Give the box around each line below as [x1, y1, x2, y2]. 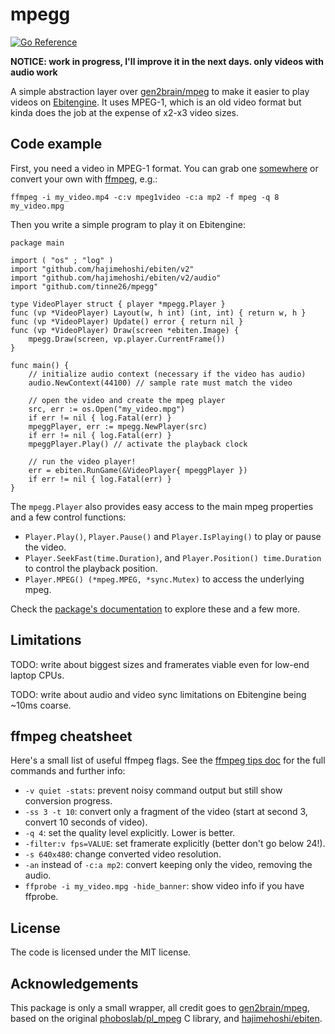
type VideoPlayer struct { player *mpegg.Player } [10, 299, 226, 309]
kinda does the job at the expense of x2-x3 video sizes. [10, 106, 240, 118]
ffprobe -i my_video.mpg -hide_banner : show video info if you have [24, 880, 305, 892]
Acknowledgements [10, 975, 139, 992]
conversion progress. [24, 795, 113, 807]
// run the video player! [28, 456, 137, 467]
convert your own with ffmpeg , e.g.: [10, 173, 158, 185]
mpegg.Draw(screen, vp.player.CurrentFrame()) [28, 334, 226, 344]
